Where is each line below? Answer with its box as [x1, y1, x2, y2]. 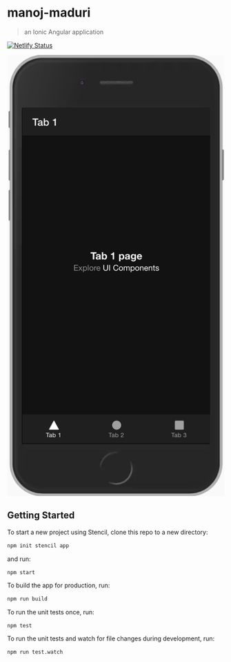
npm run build [7, 596, 48, 603]
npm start [7, 569, 36, 576]
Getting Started [7, 510, 75, 522]
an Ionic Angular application [23, 28, 104, 36]
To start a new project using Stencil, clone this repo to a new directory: [7, 528, 208, 536]
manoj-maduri [7, 5, 91, 21]
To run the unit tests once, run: [7, 608, 94, 616]
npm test [7, 623, 32, 629]
